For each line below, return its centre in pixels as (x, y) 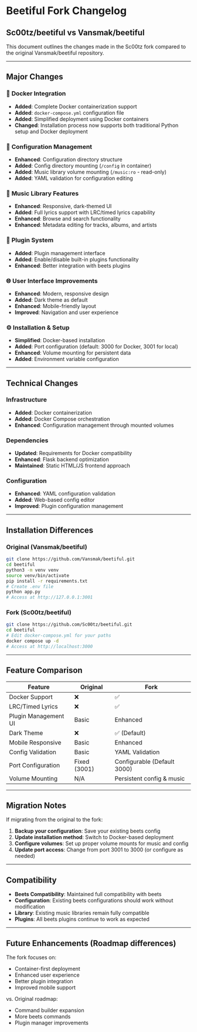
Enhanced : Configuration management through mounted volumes (94, 425)
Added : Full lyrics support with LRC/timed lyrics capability (85, 212)
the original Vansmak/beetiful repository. (55, 53)
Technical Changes (42, 383)
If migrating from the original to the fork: (55, 820)
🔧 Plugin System (30, 241)
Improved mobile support (45, 988)
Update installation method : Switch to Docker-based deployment (94, 837)
